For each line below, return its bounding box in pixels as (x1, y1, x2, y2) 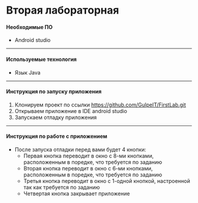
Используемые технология (6, 56, 77, 63)
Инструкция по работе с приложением (6, 133, 108, 140)
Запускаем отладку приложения (14, 114, 97, 121)
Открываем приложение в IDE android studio (14, 107, 128, 114)
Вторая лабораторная (6, 4, 120, 17)
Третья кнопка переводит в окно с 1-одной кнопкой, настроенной (23, 178, 190, 184)
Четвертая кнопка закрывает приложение (23, 190, 130, 197)
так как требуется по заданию (23, 184, 100, 191)
